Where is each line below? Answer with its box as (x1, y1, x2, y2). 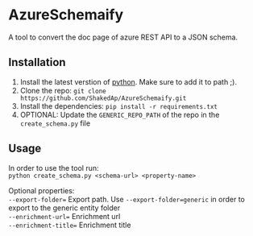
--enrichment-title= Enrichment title (8, 220, 131, 230)
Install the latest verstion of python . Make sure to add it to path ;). (19, 77, 238, 86)
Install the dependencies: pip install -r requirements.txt (19, 101, 218, 110)
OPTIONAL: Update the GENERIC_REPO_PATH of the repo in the (19, 110, 220, 119)
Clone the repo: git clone (19, 85, 106, 95)
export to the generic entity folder (8, 203, 121, 213)
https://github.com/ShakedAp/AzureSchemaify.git (19, 94, 187, 102)
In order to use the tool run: (8, 163, 99, 172)
